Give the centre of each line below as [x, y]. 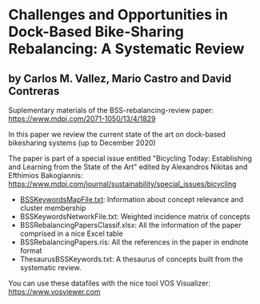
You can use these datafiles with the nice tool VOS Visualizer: [110, 283]
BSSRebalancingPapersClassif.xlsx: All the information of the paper [130, 225]
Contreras [34, 91]
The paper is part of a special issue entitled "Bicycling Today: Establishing [130, 158]
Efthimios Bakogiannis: [46, 175]
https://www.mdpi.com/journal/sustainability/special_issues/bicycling [122, 184]
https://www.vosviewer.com [54, 292]
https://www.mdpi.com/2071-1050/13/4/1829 [82, 119]
